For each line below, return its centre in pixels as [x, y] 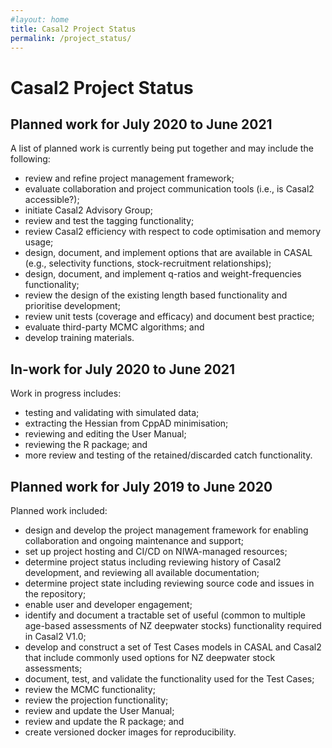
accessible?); [52, 200]
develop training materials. [79, 338]
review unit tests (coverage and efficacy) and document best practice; [169, 317]
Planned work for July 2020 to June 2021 [141, 124]
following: [30, 159]
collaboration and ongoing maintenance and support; [134, 540]
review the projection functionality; [96, 700]
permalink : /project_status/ [71, 38]
